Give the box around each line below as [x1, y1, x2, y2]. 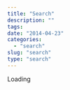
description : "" [7, 17, 55, 24]
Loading [7, 75, 31, 83]
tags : [7, 23, 23, 30]
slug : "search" [7, 50, 52, 57]
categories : [7, 36, 42, 43]
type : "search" [7, 56, 52, 63]
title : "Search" [7, 10, 55, 17]
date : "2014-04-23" [7, 29, 64, 37]
